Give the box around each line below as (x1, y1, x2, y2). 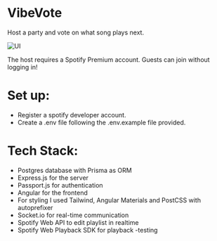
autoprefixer (17, 203, 53, 211)
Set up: (7, 88, 51, 103)
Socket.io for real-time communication (17, 211, 129, 219)
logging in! (7, 63, 38, 71)
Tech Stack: (7, 143, 79, 159)
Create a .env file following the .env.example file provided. (17, 118, 186, 126)
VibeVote (7, 5, 63, 21)
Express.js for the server (17, 174, 89, 182)
